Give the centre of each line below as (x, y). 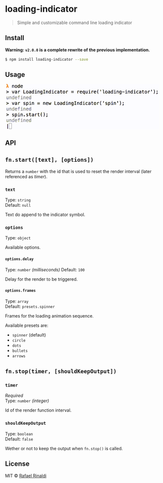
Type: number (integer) (27, 401)
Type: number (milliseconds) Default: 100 (45, 269)
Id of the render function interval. (38, 411)
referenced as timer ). (26, 176)
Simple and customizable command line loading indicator (74, 23)
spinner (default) (29, 335)
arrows (19, 356)
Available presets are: (27, 325)
